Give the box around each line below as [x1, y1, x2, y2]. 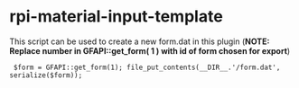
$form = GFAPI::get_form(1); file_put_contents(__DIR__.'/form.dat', [13, 63, 281, 72]
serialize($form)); [9, 70, 83, 80]
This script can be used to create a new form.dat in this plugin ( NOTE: [9, 36, 270, 47]
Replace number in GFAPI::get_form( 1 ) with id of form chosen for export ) [9, 45, 291, 56]
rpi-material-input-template [9, 6, 223, 27]
